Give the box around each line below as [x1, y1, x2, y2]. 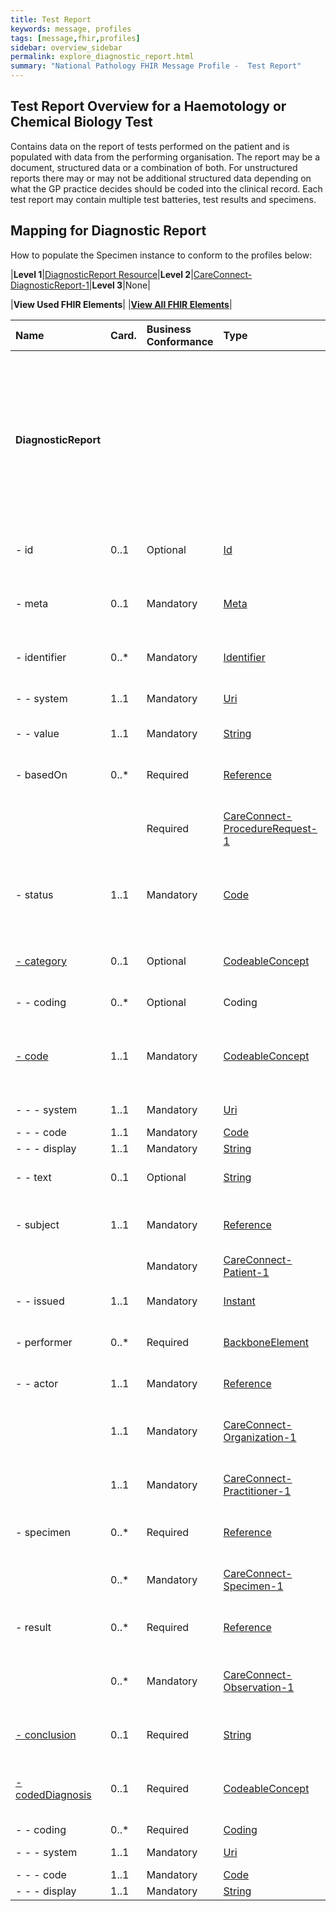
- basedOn [15, 767, 68, 781]
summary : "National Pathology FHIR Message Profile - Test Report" [10, 61, 302, 71]
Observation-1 [223, 1680, 295, 1694]
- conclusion [15, 1727, 77, 1741]
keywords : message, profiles [10, 24, 132, 34]
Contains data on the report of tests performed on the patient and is [10, 140, 290, 152]
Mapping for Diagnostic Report [10, 222, 207, 240]
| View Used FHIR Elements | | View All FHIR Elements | [10, 298, 233, 310]
